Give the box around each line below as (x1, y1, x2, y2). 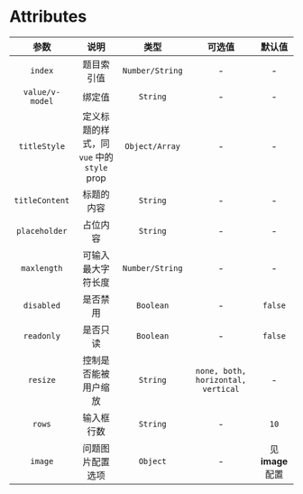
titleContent (14, 195, 70, 205)
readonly (23, 331, 61, 340)
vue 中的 (78, 151, 115, 163)
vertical (202, 384, 241, 394)
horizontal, (195, 375, 247, 385)
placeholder (16, 226, 68, 236)
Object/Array (124, 141, 181, 151)
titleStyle (18, 141, 66, 151)
